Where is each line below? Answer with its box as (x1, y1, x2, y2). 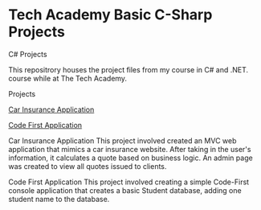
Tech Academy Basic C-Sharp (8, 6, 213, 24)
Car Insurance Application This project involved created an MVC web (8, 135, 237, 146)
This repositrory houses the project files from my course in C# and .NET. (8, 64, 249, 74)
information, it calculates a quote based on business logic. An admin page (8, 153, 253, 163)
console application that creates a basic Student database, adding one (8, 185, 243, 195)
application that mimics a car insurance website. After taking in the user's (8, 144, 251, 154)
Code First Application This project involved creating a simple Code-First (8, 177, 250, 187)
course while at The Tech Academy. (8, 73, 127, 83)
